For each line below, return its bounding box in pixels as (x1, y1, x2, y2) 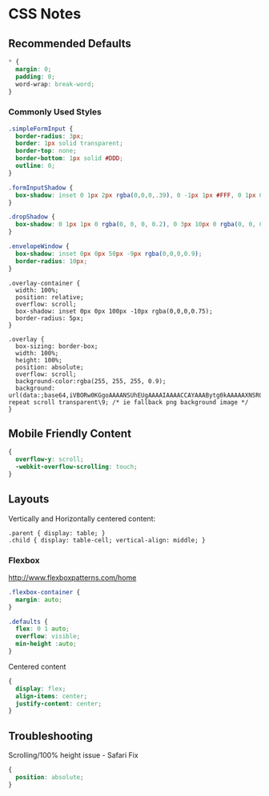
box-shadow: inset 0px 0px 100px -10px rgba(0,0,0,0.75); (15, 307, 214, 315)
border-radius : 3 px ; (15, 132, 84, 140)
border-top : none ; (15, 147, 78, 155)
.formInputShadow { (8, 183, 74, 192)
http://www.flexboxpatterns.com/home (8, 573, 137, 582)
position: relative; (15, 293, 84, 301)
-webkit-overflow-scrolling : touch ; (15, 463, 138, 471)
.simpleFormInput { (8, 125, 74, 133)
